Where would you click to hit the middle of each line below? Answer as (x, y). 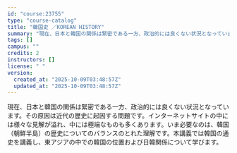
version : (20, 73)
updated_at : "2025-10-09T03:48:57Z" (67, 86)
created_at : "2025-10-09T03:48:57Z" (67, 79)
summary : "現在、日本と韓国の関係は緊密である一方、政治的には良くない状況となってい (117, 33)
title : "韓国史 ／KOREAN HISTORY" (56, 27)
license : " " (26, 66)
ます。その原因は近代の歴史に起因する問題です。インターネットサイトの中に (118, 116)
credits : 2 (23, 54)
